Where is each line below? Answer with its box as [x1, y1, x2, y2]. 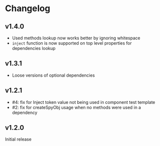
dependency [12, 110, 38, 115]
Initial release [5, 136, 32, 142]
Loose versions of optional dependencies [12, 72, 95, 78]
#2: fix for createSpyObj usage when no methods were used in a [12, 104, 142, 110]
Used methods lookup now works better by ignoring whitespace [12, 35, 141, 41]
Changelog [5, 3, 50, 14]
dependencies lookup [12, 46, 56, 51]
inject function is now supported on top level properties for [12, 40, 132, 46]
